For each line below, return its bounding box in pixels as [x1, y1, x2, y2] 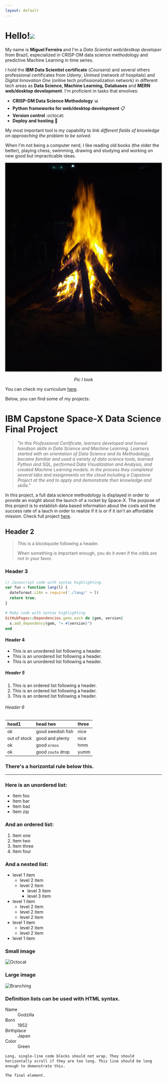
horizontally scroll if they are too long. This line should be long [5, 1059, 153, 1064]
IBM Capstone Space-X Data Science [5, 413, 162, 424]
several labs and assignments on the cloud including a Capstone [17, 472, 151, 478]
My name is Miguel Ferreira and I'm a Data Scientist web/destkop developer [5, 46, 162, 52]
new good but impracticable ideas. [5, 153, 76, 159]
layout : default [5, 8, 39, 13]
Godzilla [17, 1011, 35, 1017]
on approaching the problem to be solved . [5, 132, 91, 139]
